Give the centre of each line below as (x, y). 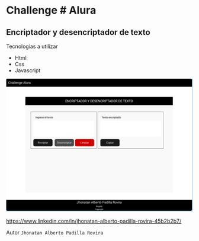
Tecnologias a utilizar (32, 46)
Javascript (28, 70)
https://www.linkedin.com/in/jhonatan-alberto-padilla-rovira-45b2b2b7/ (94, 221)
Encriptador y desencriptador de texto (78, 32)
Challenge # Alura (51, 10)
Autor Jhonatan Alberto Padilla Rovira (55, 232)
